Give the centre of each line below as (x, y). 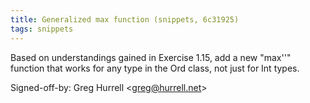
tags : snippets (42, 29)
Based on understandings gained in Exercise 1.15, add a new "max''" (151, 57)
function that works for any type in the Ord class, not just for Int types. (155, 68)
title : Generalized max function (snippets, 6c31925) (125, 19)
